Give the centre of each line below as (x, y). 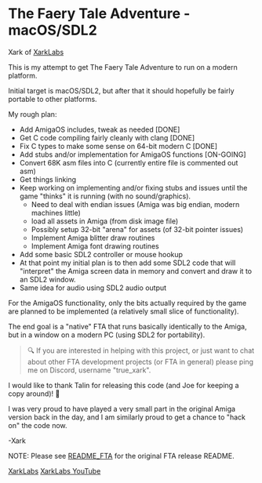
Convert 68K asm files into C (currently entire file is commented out (129, 162)
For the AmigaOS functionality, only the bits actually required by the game (127, 303)
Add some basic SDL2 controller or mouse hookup (101, 254)
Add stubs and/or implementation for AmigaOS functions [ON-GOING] (133, 154)
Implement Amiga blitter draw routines (93, 238)
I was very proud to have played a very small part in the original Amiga (122, 409)
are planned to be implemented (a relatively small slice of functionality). (124, 311)
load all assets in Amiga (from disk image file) (105, 221)
